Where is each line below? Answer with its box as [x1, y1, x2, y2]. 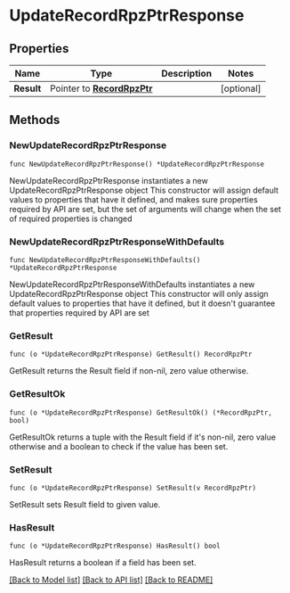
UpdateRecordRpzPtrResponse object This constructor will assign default [9, 185, 278, 195]
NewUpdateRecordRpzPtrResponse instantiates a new [9, 175, 209, 185]
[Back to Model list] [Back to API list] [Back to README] [9, 574, 213, 585]
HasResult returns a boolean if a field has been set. [9, 557, 197, 568]
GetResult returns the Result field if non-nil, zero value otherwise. [9, 366, 249, 376]
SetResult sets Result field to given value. [9, 498, 161, 509]
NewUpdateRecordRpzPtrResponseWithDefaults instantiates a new [9, 278, 255, 290]
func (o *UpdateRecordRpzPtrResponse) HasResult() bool [9, 541, 221, 551]
